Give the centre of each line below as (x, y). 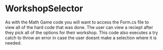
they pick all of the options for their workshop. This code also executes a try (81, 32)
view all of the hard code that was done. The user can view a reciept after (79, 27)
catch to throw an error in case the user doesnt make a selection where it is (81, 38)
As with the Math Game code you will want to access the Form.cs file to (77, 22)
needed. (13, 43)
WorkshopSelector (44, 9)
